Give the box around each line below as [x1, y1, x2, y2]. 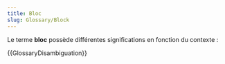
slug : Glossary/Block [7, 17, 70, 23]
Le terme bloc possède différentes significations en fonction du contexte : [7, 35, 219, 43]
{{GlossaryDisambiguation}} [7, 49, 88, 57]
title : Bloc [7, 10, 42, 17]
